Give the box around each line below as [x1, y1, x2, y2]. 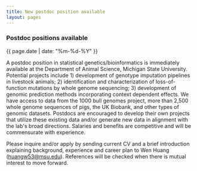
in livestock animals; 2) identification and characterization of [6, 78, 155, 85]
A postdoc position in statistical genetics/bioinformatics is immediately [6, 59, 180, 66]
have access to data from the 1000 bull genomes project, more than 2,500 [6, 97, 189, 104]
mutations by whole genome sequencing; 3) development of [27, 84, 177, 91]
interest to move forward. [6, 159, 69, 166]
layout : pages [6, 14, 42, 20]
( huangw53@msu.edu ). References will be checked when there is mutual [6, 153, 186, 160]
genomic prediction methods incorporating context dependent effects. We [6, 91, 189, 98]
